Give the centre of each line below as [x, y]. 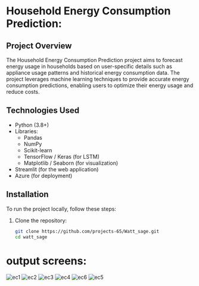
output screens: [46, 261]
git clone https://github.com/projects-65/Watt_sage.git [87, 231]
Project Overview [39, 46]
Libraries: [27, 131]
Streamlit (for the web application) [57, 169]
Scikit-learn [38, 150]
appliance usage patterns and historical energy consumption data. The [93, 73]
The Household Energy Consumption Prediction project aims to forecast [94, 60]
